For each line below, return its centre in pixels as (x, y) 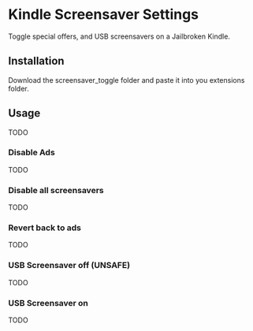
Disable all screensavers (56, 190)
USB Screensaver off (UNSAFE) (69, 266)
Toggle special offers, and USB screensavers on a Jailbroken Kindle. (119, 36)
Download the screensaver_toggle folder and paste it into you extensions (126, 80)
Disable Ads (32, 153)
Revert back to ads (45, 228)
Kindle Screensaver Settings (104, 15)
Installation (36, 61)
